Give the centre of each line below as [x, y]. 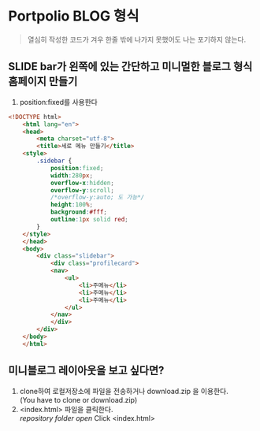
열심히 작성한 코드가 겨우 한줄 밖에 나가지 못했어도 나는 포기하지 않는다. [137, 39]
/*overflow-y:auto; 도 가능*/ [97, 198]
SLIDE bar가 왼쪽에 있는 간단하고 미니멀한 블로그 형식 [130, 67]
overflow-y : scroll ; [82, 190]
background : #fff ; [79, 212]
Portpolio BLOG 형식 [74, 16]
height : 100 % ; [71, 205]
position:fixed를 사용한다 [59, 102]
